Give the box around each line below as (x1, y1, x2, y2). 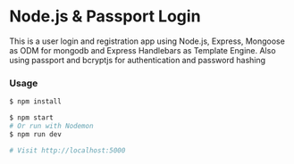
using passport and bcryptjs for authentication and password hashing (9, 54, 266, 65)
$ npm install (9, 97, 63, 106)
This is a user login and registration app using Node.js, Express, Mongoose (9, 36, 286, 46)
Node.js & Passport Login (9, 6, 201, 27)
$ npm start (9, 113, 54, 122)
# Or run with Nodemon (9, 121, 94, 130)
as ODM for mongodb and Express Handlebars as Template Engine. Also (9, 45, 276, 55)
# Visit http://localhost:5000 (9, 145, 126, 155)
